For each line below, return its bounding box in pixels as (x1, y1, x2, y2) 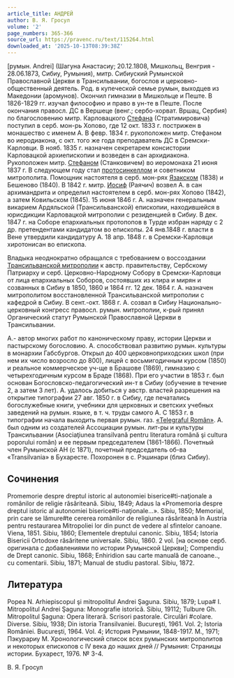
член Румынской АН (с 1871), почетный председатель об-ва (7, 445, 187, 454)
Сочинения (7, 473, 59, 485)
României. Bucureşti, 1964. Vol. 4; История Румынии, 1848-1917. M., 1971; (7, 627, 220, 635)
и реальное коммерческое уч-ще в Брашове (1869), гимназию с (7, 364, 200, 372)
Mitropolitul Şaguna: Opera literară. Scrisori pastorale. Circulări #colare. (7, 612, 213, 621)
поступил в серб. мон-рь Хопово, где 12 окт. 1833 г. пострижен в (7, 122, 201, 129)
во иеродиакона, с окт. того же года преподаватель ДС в (7, 136, 179, 144)
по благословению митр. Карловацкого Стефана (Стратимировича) (7, 114, 210, 122)
